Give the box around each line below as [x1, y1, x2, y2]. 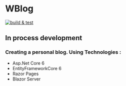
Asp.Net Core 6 [12, 60, 45, 66]
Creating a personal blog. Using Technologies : [5, 49, 121, 56]
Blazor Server [12, 76, 41, 82]
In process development [5, 34, 82, 42]
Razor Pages [12, 71, 39, 77]
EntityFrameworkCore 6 [12, 65, 61, 71]
